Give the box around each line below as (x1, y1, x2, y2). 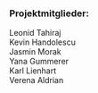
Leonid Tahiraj (9, 28, 61, 38)
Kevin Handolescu (9, 37, 76, 47)
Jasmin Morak (9, 46, 61, 57)
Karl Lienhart (9, 65, 57, 76)
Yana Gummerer (9, 56, 69, 67)
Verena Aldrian (9, 75, 64, 86)
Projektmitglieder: (9, 7, 89, 20)
